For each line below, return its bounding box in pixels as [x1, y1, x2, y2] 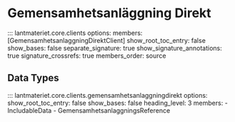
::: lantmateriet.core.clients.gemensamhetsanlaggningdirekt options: [7, 91, 208, 99]
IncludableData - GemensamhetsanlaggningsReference [7, 106, 171, 115]
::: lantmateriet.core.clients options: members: [7, 29, 143, 37]
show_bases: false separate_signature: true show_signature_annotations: [7, 44, 223, 52]
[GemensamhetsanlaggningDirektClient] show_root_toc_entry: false [7, 36, 206, 44]
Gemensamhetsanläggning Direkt [7, 5, 212, 21]
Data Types [7, 72, 59, 84]
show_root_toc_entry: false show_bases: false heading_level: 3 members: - [7, 98, 229, 107]
